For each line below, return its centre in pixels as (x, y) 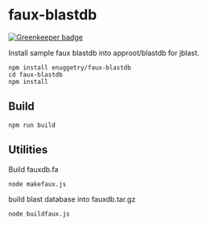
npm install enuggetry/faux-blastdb (70, 67)
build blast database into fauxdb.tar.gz (72, 199)
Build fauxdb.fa (33, 169)
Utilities (28, 150)
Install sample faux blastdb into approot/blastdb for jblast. (104, 52)
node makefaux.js (37, 184)
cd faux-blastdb (35, 74)
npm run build (32, 125)
